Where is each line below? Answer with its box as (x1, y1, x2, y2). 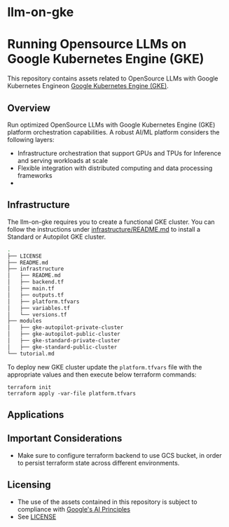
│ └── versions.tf (7, 311, 68, 318)
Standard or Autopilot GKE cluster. (7, 232, 106, 241)
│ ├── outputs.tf (7, 291, 64, 298)
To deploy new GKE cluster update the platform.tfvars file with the (7, 363, 202, 371)
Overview (7, 102, 51, 114)
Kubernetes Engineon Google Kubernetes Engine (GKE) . (7, 82, 169, 90)
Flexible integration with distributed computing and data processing (17, 164, 213, 172)
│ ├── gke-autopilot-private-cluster (7, 324, 124, 331)
